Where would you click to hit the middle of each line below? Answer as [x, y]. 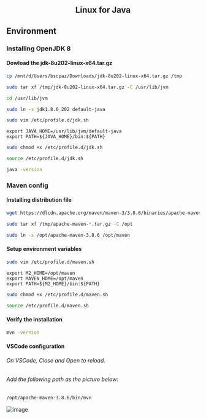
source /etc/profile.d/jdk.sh [45, 159]
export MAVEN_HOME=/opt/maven [45, 279]
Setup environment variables [44, 249]
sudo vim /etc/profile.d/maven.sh [51, 262]
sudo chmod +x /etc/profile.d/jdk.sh [55, 148]
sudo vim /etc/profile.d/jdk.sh [48, 120]
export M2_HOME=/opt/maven [41, 273]
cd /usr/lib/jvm [27, 98]
